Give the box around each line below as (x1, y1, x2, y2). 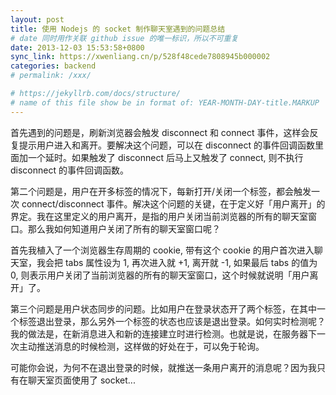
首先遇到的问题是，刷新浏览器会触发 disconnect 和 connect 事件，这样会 (10, 126, 310, 138)
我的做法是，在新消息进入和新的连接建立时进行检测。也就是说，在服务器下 (10, 327, 317, 340)
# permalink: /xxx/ (10, 71, 92, 81)
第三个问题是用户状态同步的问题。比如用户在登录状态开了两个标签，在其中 (10, 302, 317, 315)
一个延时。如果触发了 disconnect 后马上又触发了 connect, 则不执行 (27, 151, 304, 163)
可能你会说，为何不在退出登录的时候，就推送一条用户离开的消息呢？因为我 (10, 361, 317, 373)
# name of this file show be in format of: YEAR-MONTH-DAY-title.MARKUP (10, 97, 320, 108)
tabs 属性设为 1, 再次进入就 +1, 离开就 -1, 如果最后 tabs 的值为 (64, 256, 318, 268)
